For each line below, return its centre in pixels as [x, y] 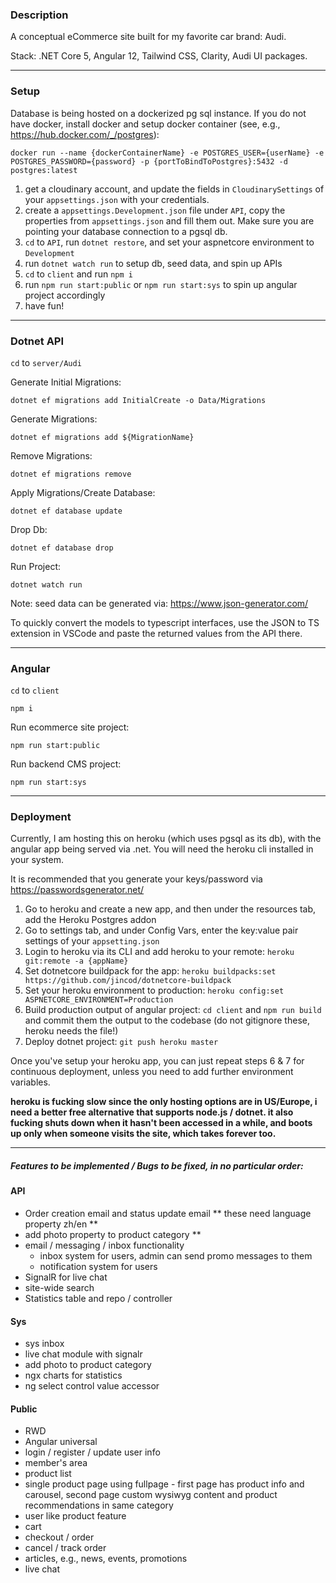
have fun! [44, 305]
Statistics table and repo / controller [98, 1299]
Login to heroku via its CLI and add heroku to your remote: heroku [159, 952]
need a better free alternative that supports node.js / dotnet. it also [152, 1112]
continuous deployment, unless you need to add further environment [152, 1072]
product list [48, 1474]
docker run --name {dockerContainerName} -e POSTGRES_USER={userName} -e [167, 153]
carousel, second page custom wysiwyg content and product [151, 1495]
